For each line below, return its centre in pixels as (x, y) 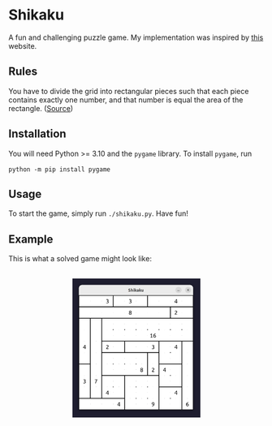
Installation (37, 134)
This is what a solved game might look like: (80, 259)
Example (31, 239)
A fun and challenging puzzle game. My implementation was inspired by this (136, 37)
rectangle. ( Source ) (41, 108)
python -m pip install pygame (60, 169)
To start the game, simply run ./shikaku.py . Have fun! (99, 213)
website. (23, 45)
